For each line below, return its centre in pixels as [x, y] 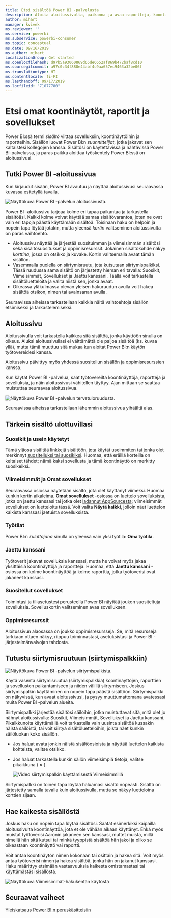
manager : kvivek [22, 24]
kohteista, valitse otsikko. [39, 749]
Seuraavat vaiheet [35, 898]
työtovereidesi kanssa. [29, 352]
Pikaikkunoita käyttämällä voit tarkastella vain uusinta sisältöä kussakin [80, 723]
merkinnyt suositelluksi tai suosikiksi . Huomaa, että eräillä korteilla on [78, 455]
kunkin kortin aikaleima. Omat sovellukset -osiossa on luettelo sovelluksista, [85, 496]
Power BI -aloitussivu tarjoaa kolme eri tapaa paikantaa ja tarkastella [77, 212]
